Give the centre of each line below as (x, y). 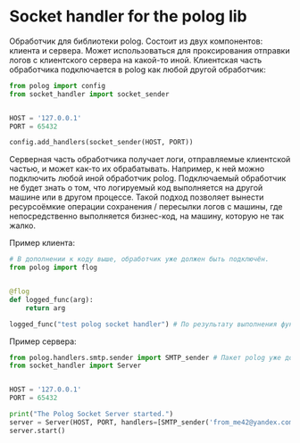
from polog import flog (54, 268)
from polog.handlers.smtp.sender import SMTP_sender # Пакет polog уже (145, 357)
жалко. (22, 226)
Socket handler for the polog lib (128, 16)
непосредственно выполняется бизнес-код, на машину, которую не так (146, 217)
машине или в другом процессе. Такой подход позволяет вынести (137, 197)
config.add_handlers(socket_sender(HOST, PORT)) (101, 143)
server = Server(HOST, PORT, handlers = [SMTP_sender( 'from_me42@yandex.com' (153, 422)
